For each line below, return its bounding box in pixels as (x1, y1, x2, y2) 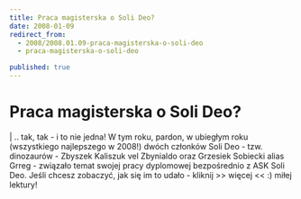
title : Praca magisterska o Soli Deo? (9, 13, 155, 23)
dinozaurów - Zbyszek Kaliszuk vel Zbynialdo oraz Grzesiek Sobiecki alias (9, 150, 285, 161)
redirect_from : (9, 30, 67, 39)
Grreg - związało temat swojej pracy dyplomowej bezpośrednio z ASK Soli (9, 159, 286, 171)
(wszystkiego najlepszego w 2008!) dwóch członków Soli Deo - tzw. (9, 140, 263, 151)
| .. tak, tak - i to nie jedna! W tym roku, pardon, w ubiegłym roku (9, 131, 249, 142)
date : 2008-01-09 (9, 22, 75, 31)
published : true (9, 63, 70, 72)
